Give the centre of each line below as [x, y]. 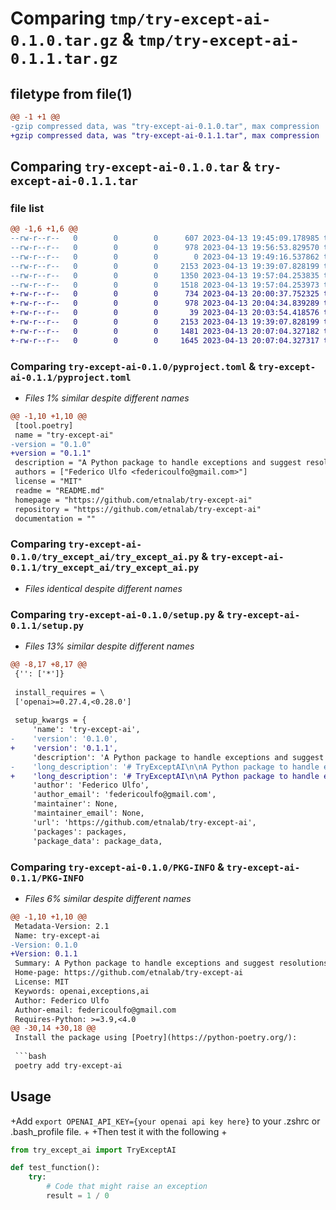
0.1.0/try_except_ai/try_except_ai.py [105, 557]
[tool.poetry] [44, 425]
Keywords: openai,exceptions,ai [82, 991]
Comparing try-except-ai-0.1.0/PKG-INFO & [117, 867]
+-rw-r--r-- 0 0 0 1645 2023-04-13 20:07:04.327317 [165, 340]
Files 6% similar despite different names [108, 898]
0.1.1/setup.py [47, 625]
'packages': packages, [80, 832]
